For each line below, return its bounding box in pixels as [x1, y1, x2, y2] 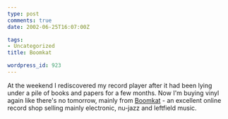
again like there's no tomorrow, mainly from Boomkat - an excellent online [7, 96, 222, 104]
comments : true [7, 17, 52, 24]
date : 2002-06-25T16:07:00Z [7, 23, 90, 30]
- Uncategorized [7, 43, 55, 50]
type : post [7, 10, 40, 18]
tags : [7, 36, 23, 43]
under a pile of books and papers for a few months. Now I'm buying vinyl [7, 89, 220, 97]
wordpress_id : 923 [7, 62, 61, 69]
